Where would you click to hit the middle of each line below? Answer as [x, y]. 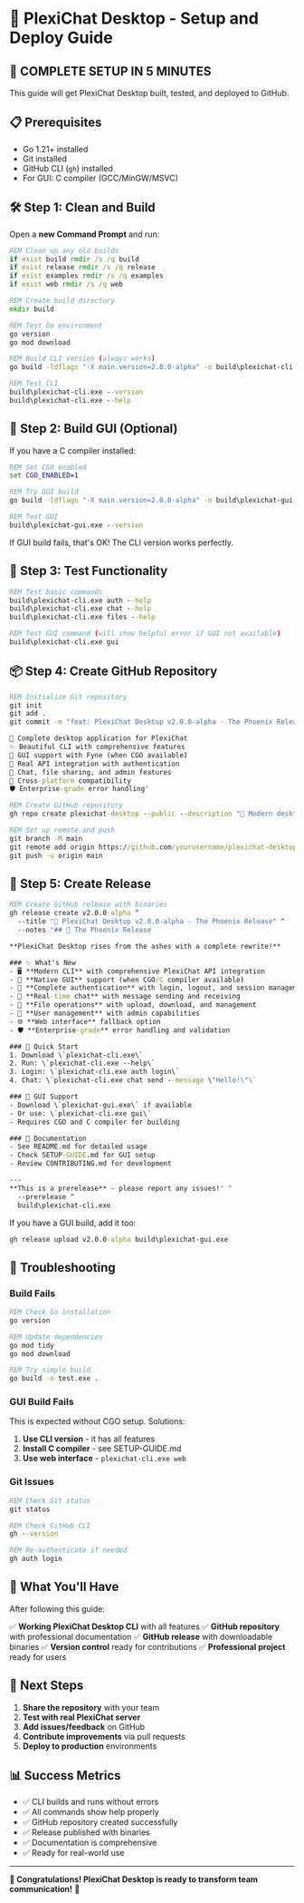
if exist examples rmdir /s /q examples [87, 276]
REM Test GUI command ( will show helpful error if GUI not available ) [145, 634]
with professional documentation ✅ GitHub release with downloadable [141, 1636]
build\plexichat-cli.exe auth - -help [81, 600]
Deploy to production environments [90, 1746]
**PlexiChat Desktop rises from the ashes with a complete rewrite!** [145, 946]
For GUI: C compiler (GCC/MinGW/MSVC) [100, 178]
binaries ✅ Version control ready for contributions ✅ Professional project [147, 1646]
